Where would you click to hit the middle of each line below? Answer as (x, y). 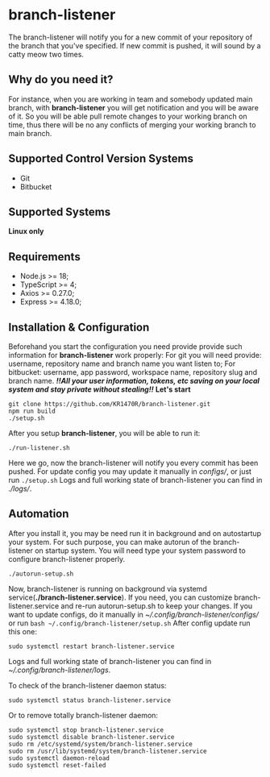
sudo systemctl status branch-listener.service (90, 700)
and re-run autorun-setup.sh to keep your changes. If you (157, 605)
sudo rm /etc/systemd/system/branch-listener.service (101, 744)
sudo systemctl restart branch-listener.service (91, 646)
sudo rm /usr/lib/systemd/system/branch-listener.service (108, 751)
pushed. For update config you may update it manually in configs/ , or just (130, 472)
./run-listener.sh (39, 448)
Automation (39, 514)
